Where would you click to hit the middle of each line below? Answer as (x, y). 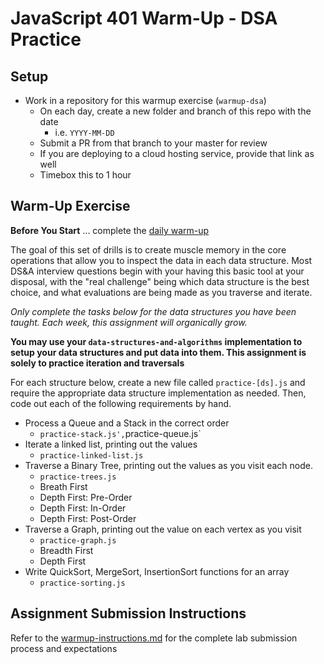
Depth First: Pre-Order (86, 497)
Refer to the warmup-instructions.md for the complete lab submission (154, 638)
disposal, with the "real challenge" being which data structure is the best (160, 281)
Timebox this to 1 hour (85, 175)
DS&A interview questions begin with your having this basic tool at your (157, 271)
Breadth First (66, 550)
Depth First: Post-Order (88, 518)
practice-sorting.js (82, 583)
